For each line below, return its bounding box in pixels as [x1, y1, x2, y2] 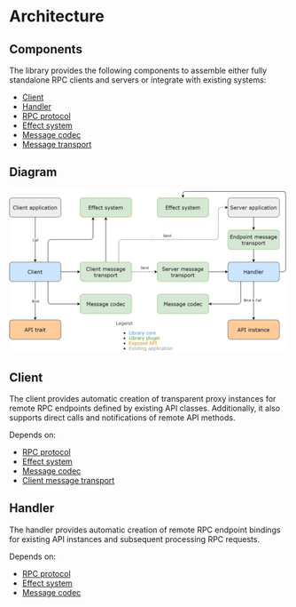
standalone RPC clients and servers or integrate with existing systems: [9, 75, 267, 85]
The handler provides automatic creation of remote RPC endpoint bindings [9, 524, 281, 535]
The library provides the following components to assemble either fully [9, 65, 268, 76]
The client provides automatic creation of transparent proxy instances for [9, 393, 277, 403]
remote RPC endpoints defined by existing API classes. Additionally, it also [9, 403, 281, 413]
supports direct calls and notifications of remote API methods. [9, 411, 236, 423]
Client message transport [21, 475, 115, 485]
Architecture [9, 6, 105, 27]
